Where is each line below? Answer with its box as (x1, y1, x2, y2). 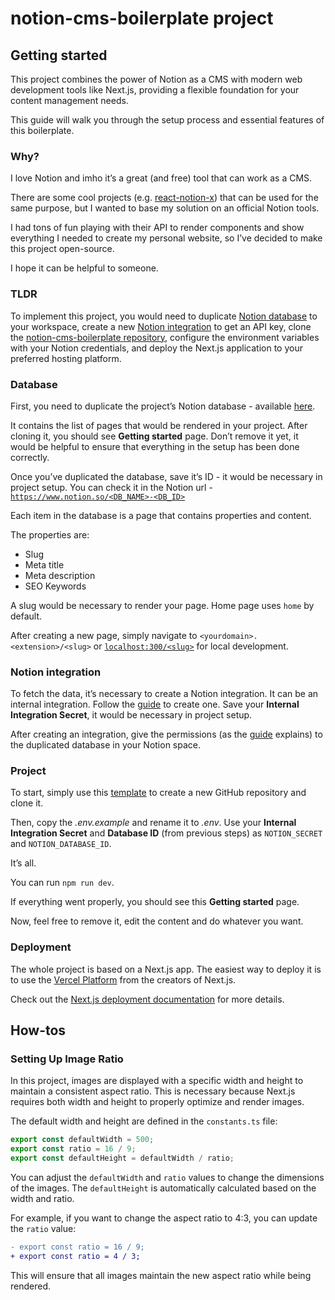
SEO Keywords (24, 580, 87, 592)
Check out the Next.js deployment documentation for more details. (10, 993, 285, 1005)
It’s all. (10, 857, 37, 869)
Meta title (24, 558, 65, 571)
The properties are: (10, 528, 90, 541)
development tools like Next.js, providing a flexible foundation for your (10, 84, 300, 96)
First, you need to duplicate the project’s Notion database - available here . (10, 400, 316, 412)
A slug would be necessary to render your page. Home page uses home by (10, 599, 315, 611)
